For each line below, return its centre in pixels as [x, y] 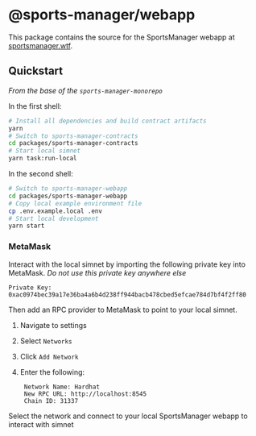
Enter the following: [52, 372]
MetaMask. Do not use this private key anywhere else [97, 272]
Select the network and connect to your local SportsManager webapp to [128, 416]
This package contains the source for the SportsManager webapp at [122, 37]
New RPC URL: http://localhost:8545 [85, 394]
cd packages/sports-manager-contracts [73, 143]
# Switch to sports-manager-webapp [68, 189]
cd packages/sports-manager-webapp [68, 196]
